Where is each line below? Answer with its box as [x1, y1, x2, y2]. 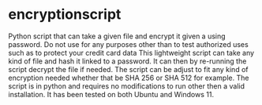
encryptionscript [8, 5, 122, 24]
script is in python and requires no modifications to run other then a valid [8, 81, 245, 91]
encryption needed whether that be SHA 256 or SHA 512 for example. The [8, 73, 249, 82]
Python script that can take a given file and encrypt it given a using [8, 31, 226, 41]
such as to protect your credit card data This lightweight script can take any [8, 48, 255, 57]
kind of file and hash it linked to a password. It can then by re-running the [8, 56, 247, 66]
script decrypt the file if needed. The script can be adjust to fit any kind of [8, 64, 249, 74]
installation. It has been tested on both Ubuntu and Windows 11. [8, 89, 215, 99]
